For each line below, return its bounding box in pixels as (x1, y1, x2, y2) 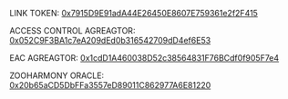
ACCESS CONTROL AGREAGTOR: (9, 25, 136, 35)
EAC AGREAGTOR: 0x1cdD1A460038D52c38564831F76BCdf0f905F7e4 (9, 53, 280, 63)
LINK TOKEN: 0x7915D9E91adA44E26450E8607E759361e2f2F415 (9, 8, 258, 18)
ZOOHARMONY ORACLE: (9, 70, 105, 81)
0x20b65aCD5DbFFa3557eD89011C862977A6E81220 (9, 80, 211, 90)
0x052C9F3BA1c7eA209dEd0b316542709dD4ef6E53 (9, 35, 211, 45)
